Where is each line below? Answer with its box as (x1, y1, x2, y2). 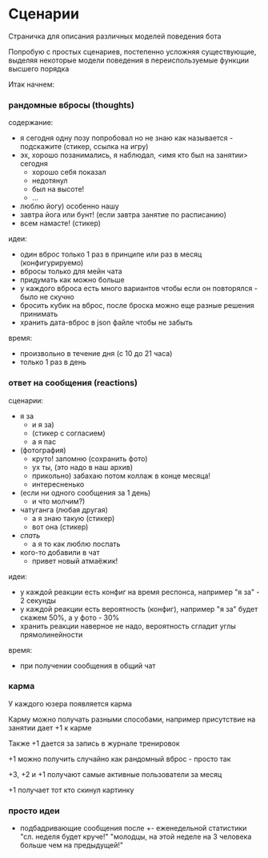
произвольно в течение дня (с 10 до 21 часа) (19, 349, 173, 358)
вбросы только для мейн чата (19, 266, 122, 277)
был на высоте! (31, 184, 85, 194)
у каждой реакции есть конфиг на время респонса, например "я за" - (19, 587, 260, 597)
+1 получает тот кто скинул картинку (8, 785, 134, 795)
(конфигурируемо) (19, 258, 84, 268)
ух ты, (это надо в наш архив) (31, 462, 134, 471)
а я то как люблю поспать (31, 539, 121, 548)
